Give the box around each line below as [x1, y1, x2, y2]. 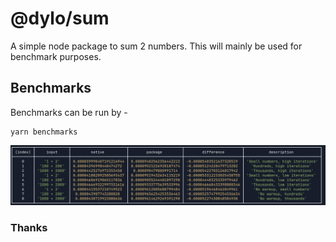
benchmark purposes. [10, 50, 102, 62]
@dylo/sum [10, 7, 110, 30]
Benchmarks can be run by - [10, 106, 128, 118]
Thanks [10, 221, 48, 235]
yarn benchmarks [10, 127, 78, 137]
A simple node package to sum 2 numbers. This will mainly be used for [10, 40, 303, 52]
